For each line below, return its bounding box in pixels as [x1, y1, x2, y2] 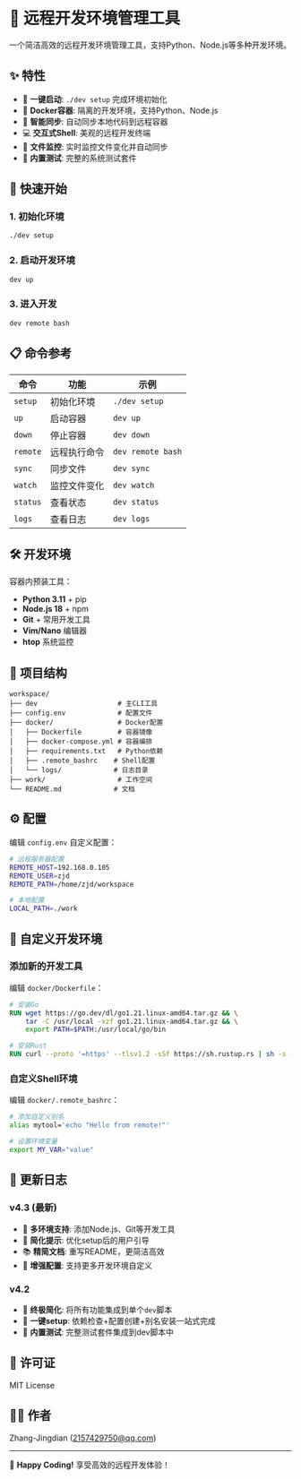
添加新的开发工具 [9, 960, 83, 973]
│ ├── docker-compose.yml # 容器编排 [9, 737, 153, 746]
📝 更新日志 [9, 1173, 67, 1188]
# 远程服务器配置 [9, 855, 64, 864]
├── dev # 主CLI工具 [9, 700, 159, 709]
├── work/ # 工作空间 [9, 776, 153, 785]
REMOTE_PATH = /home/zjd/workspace [9, 880, 134, 889]
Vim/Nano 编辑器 [21, 625, 88, 636]
